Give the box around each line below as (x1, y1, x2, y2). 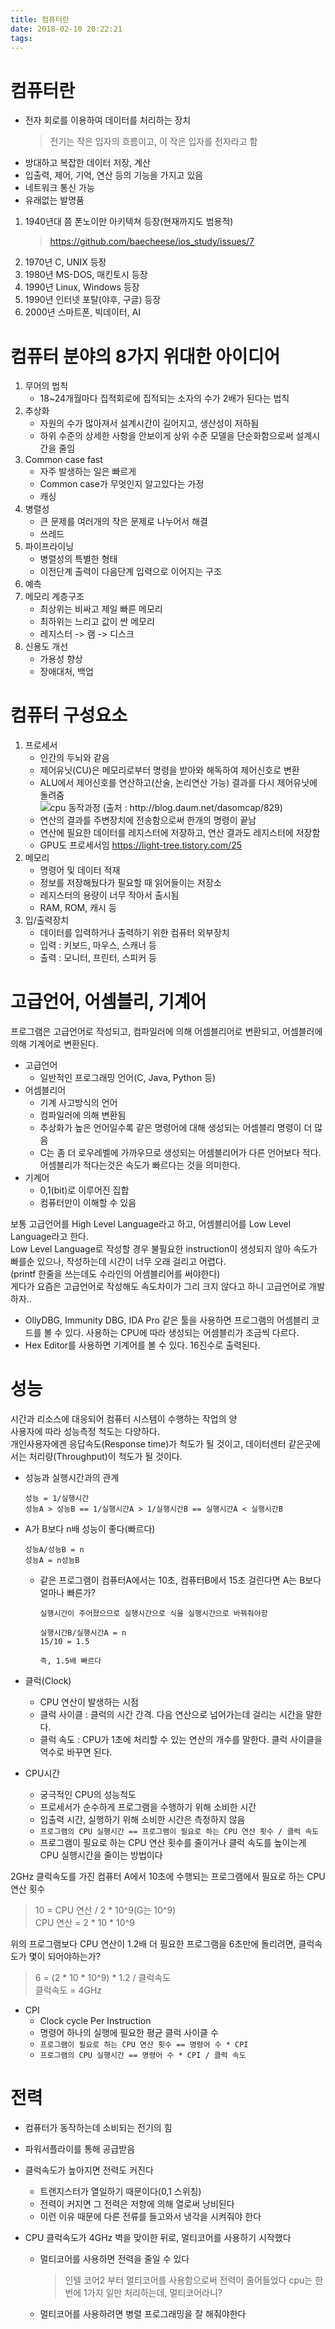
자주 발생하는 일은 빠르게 (39, 466, 137, 478)
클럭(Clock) (24, 1675, 72, 1687)
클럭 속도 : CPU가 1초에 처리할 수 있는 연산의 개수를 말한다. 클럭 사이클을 (39, 1734, 323, 1746)
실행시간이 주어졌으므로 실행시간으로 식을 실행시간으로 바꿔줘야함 (39, 1609, 268, 1619)
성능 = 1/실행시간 (24, 1494, 90, 1504)
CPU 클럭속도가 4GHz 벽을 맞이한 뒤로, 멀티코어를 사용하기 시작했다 (24, 2232, 292, 2243)
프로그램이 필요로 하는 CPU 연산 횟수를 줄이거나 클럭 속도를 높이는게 (39, 1837, 307, 1849)
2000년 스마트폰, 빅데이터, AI (24, 306, 142, 318)
